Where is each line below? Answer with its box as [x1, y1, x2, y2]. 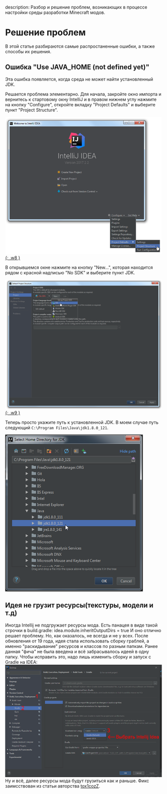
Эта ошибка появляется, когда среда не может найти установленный [5, 76, 153, 82]
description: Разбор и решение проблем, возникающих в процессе [5, 4, 148, 10]
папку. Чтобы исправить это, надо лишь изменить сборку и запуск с [5, 653, 152, 660]
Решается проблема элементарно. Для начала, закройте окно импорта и [5, 91, 162, 97]
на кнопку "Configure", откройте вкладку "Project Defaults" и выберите [5, 101, 156, 107]
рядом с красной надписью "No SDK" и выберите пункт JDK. [5, 270, 135, 276]
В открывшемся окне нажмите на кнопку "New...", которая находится [5, 264, 153, 270]
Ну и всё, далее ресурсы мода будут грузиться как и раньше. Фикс [5, 778, 149, 784]
